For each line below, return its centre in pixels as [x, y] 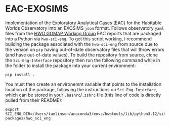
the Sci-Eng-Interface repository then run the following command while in [83, 60]
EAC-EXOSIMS [37, 9]
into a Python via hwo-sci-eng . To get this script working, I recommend [78, 39]
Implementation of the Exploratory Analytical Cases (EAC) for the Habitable [83, 23]
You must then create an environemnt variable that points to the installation [83, 84]
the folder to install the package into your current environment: [71, 66]
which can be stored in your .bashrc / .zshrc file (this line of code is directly [83, 95]
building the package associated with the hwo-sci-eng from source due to [82, 44]
